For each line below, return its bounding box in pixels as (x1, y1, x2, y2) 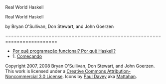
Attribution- (107, 68, 131, 74)
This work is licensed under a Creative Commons (5, 68, 106, 74)
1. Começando (12, 53, 42, 59)
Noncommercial (5, 74, 38, 79)
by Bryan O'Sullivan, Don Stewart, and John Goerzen (5, 23, 114, 29)
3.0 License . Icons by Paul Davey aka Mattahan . (38, 74, 137, 79)
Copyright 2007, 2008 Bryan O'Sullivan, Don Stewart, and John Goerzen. (5, 63, 155, 69)
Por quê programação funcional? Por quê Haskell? (12, 48, 116, 54)
